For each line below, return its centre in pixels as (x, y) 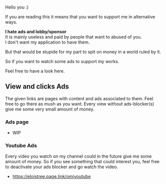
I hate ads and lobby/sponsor (36, 31)
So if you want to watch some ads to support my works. (62, 61)
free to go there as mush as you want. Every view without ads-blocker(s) (80, 104)
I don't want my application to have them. (47, 42)
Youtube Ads (21, 146)
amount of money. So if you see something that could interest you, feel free (83, 162)
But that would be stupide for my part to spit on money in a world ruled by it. (83, 52)
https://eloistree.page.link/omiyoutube (51, 177)
